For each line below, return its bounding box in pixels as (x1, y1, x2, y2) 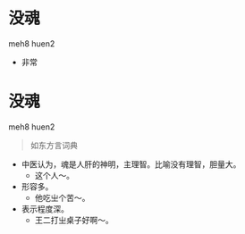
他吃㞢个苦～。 (34, 192, 90, 203)
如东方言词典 (30, 139, 78, 150)
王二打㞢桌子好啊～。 (34, 214, 114, 225)
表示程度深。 (21, 203, 69, 214)
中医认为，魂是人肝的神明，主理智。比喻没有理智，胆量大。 (21, 158, 241, 170)
